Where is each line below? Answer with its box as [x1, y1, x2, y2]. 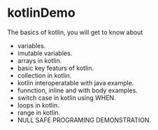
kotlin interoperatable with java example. [17, 78, 134, 87]
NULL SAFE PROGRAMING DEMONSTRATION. [17, 115, 152, 124]
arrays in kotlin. [17, 56, 62, 64]
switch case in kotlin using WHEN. [17, 93, 117, 102]
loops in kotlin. [17, 101, 59, 109]
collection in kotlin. [17, 71, 72, 80]
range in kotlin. [17, 108, 61, 117]
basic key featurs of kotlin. [17, 64, 94, 72]
